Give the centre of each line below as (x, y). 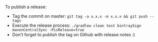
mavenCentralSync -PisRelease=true (48, 30)
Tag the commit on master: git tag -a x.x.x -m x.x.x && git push (80, 16)
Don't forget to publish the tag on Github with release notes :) (73, 35)
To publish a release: (26, 7)
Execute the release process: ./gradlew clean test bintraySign (77, 25)
